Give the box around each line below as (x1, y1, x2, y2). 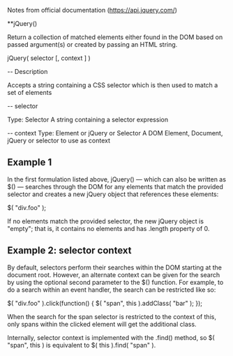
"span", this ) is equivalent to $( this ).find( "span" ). (7, 341, 156, 349)
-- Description (7, 68, 48, 75)
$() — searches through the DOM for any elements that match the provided (7, 182, 223, 191)
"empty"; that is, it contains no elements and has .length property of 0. (7, 224, 210, 232)
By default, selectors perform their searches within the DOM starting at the (7, 263, 222, 272)
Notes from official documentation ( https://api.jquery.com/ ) (7, 6, 178, 14)
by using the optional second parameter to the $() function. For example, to (7, 278, 224, 286)
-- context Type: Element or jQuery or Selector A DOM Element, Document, (7, 129, 223, 137)
